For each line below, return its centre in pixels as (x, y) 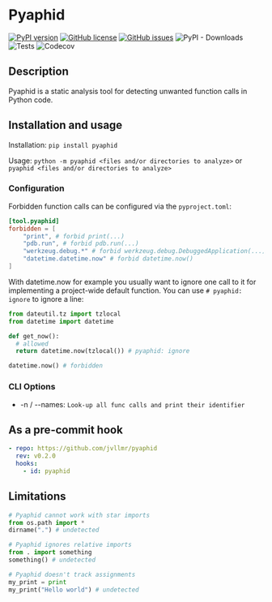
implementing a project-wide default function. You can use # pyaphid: (125, 290)
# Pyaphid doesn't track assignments (72, 574)
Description (38, 72)
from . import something (50, 553)
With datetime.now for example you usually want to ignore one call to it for (132, 282)
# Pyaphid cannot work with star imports (79, 515)
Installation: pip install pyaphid (63, 144)
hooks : (27, 464)
